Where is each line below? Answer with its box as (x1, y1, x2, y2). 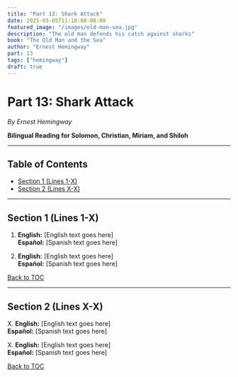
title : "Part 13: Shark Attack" (7, 10, 103, 18)
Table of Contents (7, 158, 89, 170)
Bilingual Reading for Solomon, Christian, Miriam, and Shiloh (7, 131, 189, 139)
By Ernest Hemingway (7, 117, 72, 126)
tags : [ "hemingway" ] (7, 57, 69, 64)
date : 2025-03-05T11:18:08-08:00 (7, 17, 106, 24)
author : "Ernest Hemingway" (7, 43, 91, 50)
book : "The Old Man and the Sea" (7, 37, 106, 44)
